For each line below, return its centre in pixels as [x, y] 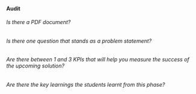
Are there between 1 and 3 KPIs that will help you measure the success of [98, 60]
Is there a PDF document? [39, 22]
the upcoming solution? [35, 66]
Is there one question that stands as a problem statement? [79, 41]
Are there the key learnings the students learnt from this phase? [86, 85]
